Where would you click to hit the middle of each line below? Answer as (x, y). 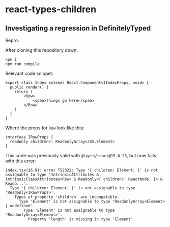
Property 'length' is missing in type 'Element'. (82, 219)
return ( (24, 92)
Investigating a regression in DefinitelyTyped (78, 28)
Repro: (12, 40)
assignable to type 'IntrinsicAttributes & (52, 175)
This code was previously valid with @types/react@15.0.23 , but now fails (81, 155)
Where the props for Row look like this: (45, 128)
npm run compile (22, 64)
